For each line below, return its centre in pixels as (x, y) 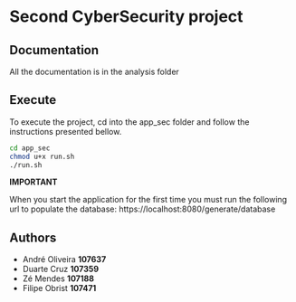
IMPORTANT (33, 182)
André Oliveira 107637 (64, 260)
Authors (33, 237)
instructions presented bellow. (66, 131)
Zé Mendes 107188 (58, 278)
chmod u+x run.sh (42, 156)
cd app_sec (30, 148)
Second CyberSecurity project (126, 17)
